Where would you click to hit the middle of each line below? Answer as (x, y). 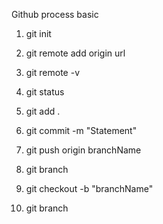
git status (45, 92)
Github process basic (55, 14)
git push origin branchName (83, 150)
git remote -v (52, 72)
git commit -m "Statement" (81, 130)
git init (38, 33)
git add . (43, 111)
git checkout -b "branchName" (89, 188)
